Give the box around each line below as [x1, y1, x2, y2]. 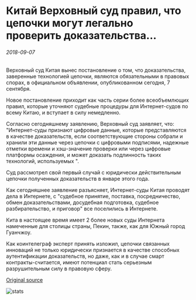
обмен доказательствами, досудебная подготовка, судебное [6, 199, 159, 206]
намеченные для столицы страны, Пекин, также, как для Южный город [6, 223, 185, 230]
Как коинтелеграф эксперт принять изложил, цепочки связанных [6, 240, 170, 247]
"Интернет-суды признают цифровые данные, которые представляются [6, 127, 187, 134]
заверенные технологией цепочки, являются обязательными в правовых [6, 73, 190, 80]
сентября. [6, 85, 31, 92]
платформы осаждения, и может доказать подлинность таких [6, 151, 161, 158]
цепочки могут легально [6, 16, 133, 30]
